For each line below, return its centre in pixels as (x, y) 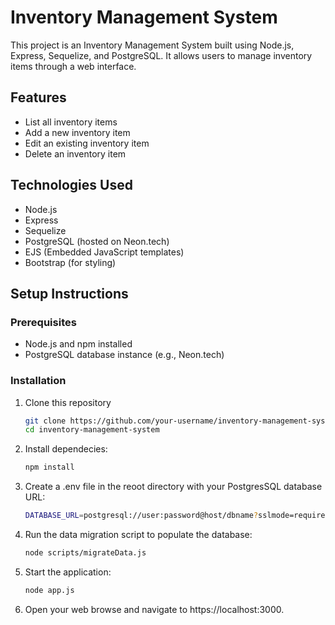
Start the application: (68, 572)
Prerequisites (43, 322)
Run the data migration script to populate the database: (138, 535)
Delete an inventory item (75, 153)
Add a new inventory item (77, 132)
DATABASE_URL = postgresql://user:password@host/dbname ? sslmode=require (175, 516)
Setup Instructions (69, 293)
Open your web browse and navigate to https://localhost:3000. (154, 609)
